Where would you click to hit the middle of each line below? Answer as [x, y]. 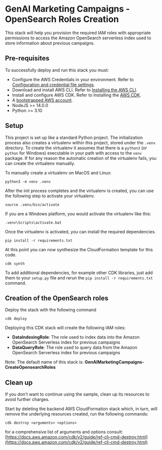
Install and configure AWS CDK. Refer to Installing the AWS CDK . [77, 95]
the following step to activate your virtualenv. [50, 196]
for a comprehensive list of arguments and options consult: [64, 432]
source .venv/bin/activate [32, 205]
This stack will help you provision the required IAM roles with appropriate [78, 33]
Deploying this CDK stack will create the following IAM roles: [65, 328]
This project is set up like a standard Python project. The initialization [74, 138]
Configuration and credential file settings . [54, 85]
